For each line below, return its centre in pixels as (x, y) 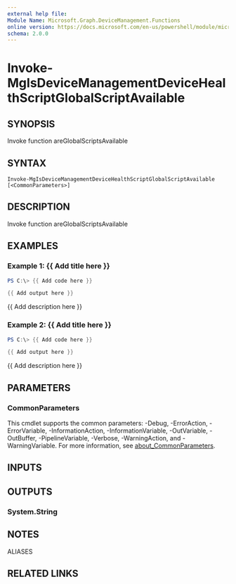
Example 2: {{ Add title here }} (60, 325)
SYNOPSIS (31, 124)
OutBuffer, (22, 438)
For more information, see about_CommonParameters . (137, 446)
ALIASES (20, 551)
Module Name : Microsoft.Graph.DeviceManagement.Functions (94, 20)
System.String (33, 512)
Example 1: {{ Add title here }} (59, 266)
